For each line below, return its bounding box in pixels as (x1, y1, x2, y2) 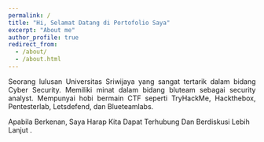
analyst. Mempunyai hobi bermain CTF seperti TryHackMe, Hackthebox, (8, 93, 256, 103)
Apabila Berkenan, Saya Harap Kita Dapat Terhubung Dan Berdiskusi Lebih (8, 117, 250, 126)
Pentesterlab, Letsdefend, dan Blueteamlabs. (8, 101, 154, 111)
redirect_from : (8, 41, 58, 49)
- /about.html (15, 56, 61, 64)
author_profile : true (8, 33, 79, 42)
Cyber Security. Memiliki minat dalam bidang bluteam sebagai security (8, 85, 256, 94)
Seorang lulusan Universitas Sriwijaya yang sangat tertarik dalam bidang (8, 76, 256, 86)
